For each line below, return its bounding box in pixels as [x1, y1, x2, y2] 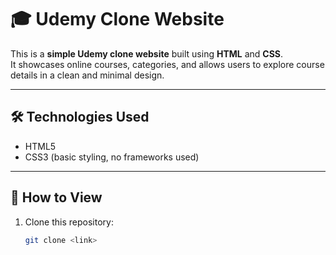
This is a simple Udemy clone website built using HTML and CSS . [10, 47, 284, 60]
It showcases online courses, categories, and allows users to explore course [10, 58, 325, 70]
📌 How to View [10, 189, 103, 206]
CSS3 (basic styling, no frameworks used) [24, 151, 200, 163]
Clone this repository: [24, 216, 114, 228]
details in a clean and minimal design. [10, 69, 165, 81]
